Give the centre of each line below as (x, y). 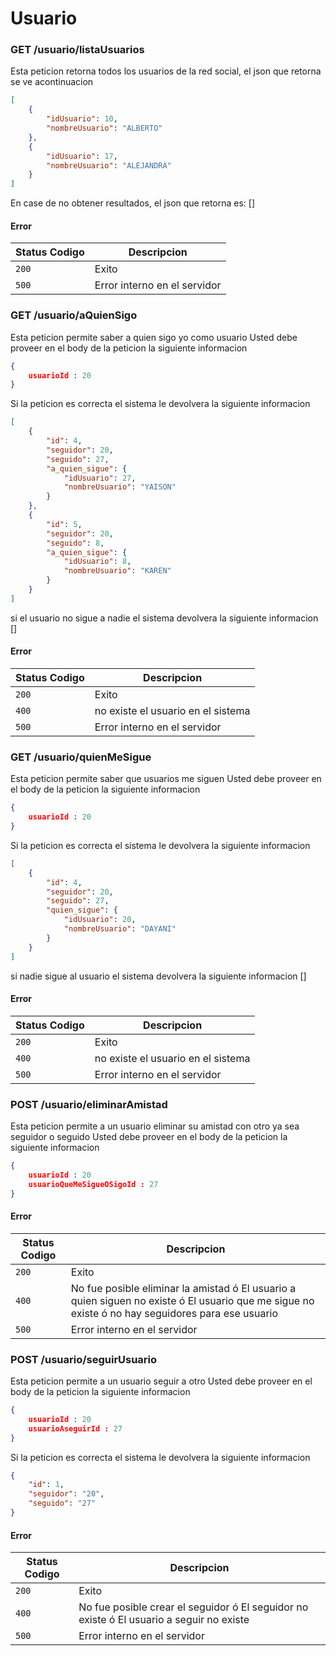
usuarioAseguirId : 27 (75, 1428)
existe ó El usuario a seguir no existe (164, 1620)
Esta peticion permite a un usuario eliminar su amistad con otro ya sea (155, 1126)
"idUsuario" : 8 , (97, 562)
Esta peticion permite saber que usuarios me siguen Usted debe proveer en (166, 779)
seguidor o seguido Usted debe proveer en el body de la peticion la (149, 1137)
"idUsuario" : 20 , (100, 920)
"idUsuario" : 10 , (82, 119)
